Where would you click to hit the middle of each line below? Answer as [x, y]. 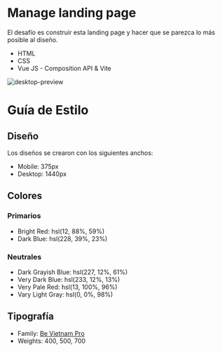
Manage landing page [72, 13]
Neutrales [25, 257]
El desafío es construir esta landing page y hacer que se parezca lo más [111, 32]
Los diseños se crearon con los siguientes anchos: [80, 153]
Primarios [24, 216]
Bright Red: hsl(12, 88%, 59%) [61, 231]
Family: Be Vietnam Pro [51, 333]
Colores [25, 196]
